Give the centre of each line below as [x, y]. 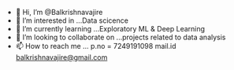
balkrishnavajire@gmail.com [61, 57]
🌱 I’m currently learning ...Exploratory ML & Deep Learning [110, 29]
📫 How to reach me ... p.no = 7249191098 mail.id [96, 46]
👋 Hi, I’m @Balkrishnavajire [59, 12]
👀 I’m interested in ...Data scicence [72, 20]
